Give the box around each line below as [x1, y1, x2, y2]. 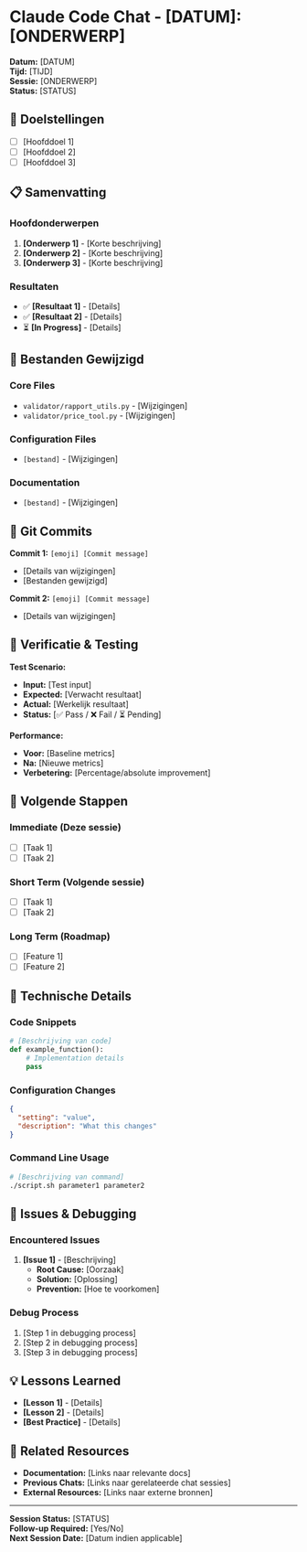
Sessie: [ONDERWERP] [9, 75, 98, 86]
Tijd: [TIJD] [9, 66, 53, 77]
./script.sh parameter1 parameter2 [9, 1181, 145, 1190]
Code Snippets [9, 1015, 77, 1028]
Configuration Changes [9, 1084, 116, 1097]
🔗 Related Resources [9, 1443, 130, 1459]
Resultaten [9, 280, 59, 293]
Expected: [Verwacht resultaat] [22, 689, 142, 700]
